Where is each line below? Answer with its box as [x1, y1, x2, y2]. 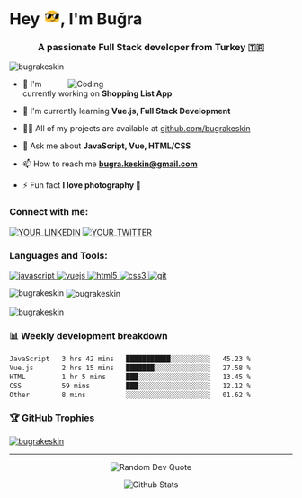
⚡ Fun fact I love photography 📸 [22, 180, 142, 191]
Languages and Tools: [9, 250, 108, 262]
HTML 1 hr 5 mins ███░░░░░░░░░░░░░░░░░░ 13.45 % [9, 372, 252, 382]
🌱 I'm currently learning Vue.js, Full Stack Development [22, 106, 231, 117]
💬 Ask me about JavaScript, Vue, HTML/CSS [22, 140, 191, 151]
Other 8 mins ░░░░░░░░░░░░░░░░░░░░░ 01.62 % [9, 390, 252, 400]
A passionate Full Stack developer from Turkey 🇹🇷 [37, 41, 265, 54]
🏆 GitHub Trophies [9, 412, 95, 424]
